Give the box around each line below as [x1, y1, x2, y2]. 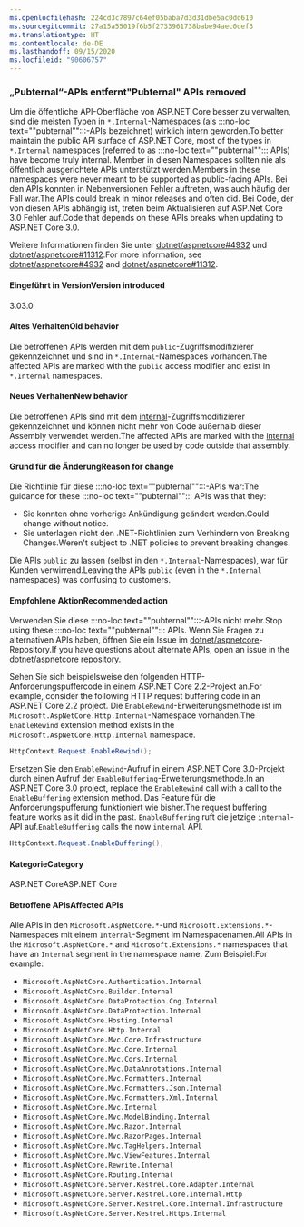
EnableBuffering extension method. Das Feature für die [9, 793, 216, 803]
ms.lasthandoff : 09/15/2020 [9, 47, 116, 56]
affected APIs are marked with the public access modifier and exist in [9, 360, 270, 371]
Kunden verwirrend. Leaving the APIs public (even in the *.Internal [9, 564, 262, 575]
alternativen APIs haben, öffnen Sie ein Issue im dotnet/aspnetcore [9, 634, 260, 645]
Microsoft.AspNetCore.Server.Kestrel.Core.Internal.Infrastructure [22, 1200, 283, 1209]
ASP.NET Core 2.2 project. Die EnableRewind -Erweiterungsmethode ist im [9, 701, 283, 712]
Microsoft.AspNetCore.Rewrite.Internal [22, 1161, 174, 1171]
